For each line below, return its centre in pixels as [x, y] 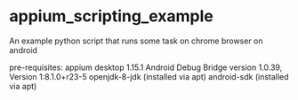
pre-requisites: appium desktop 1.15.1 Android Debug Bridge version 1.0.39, [146, 67]
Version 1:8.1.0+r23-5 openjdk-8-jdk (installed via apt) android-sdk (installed [149, 76]
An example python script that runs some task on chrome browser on [137, 41]
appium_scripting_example [111, 16]
